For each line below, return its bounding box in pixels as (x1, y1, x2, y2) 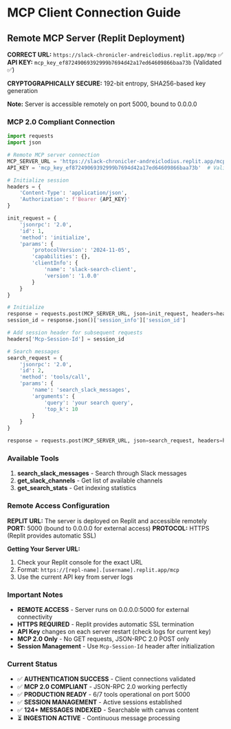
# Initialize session (7, 177, 69, 184)
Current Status (7, 659, 58, 668)
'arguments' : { (32, 392, 76, 400)
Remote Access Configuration (7, 501, 110, 511)
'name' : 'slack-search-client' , (43, 266, 137, 273)
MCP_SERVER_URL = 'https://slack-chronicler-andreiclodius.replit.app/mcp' (7, 158, 229, 165)
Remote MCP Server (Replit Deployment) (7, 32, 186, 44)
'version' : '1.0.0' (43, 272, 100, 279)
